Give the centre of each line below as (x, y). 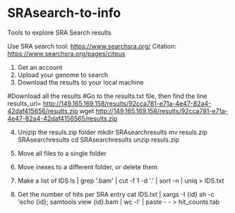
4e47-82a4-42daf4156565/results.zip (62, 118)
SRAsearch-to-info (64, 13)
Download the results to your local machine (80, 82)
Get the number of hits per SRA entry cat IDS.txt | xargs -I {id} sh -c (116, 194)
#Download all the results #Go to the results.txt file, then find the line (107, 96)
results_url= (25, 103)
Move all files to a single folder (62, 153)
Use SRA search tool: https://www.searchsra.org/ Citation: (92, 46)
